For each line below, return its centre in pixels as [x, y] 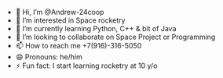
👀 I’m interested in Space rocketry [70, 20]
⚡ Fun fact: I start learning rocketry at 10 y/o [86, 66]
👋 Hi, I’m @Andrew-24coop [60, 12]
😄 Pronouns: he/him [49, 57]
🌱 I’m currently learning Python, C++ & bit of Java [96, 28]
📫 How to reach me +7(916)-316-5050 [79, 46]
